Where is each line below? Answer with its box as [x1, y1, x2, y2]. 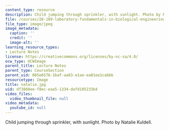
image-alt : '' [10, 40, 39, 45]
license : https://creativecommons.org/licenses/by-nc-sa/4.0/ [5, 54, 138, 59]
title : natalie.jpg [5, 82, 46, 87]
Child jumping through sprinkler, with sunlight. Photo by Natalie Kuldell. [5, 119, 152, 125]
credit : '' [10, 36, 33, 41]
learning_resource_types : [5, 45, 59, 50]
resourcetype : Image [5, 77, 49, 82]
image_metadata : [5, 26, 39, 31]
